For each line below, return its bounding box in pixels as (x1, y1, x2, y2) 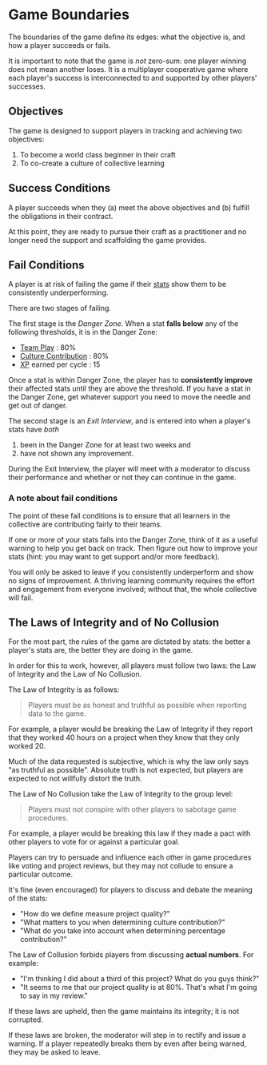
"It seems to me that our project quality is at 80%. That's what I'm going (19, 983, 257, 992)
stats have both (8, 425, 60, 435)
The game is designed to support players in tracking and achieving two (8, 125, 242, 135)
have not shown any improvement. (19, 449, 134, 459)
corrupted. (8, 1015, 44, 1024)
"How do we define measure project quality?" (19, 909, 170, 919)
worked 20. (8, 741, 46, 751)
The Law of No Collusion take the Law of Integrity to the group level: (8, 789, 233, 799)
